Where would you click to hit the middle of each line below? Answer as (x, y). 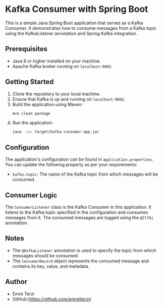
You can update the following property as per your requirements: (71, 165)
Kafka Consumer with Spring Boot (77, 9)
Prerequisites (26, 49)
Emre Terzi (23, 294)
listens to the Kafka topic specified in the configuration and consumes (77, 212)
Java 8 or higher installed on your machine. (56, 61)
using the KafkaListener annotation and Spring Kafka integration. (71, 33)
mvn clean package (31, 113)
